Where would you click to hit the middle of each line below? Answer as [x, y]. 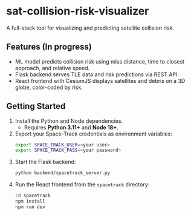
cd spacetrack [33, 196]
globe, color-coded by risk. [49, 87]
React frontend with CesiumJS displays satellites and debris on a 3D [100, 80]
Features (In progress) [49, 47]
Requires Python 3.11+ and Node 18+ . [71, 127]
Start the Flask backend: [45, 162]
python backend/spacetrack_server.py [63, 173]
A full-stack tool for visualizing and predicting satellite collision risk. [90, 28]
